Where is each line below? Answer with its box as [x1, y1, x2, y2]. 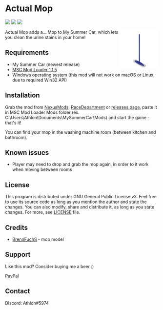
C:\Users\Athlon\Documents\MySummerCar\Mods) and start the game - [5, 114, 150, 120]
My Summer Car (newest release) [12, 62, 80, 67]
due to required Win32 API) [12, 77, 67, 83]
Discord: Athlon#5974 [5, 300, 49, 306]
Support [5, 250, 31, 259]
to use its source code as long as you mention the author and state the [5, 199, 147, 205]
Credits [5, 223, 28, 232]
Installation [5, 91, 40, 100]
